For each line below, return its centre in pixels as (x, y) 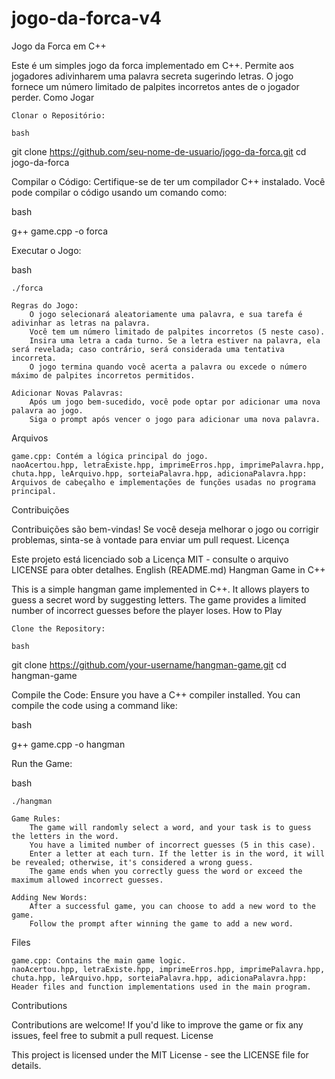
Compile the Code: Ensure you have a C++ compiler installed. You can (156, 694)
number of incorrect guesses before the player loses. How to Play (147, 610)
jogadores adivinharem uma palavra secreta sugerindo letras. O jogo (152, 76)
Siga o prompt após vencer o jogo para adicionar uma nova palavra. (175, 419)
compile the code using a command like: (94, 705)
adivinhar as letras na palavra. (81, 323)
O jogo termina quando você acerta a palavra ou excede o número (168, 367)
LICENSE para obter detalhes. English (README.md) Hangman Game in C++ (168, 569)
